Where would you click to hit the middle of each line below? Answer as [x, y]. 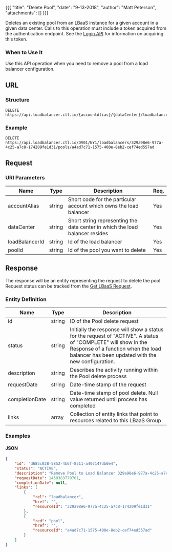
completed [83, 406]
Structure [17, 99]
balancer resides [88, 233]
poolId [15, 250]
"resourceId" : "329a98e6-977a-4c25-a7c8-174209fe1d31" [92, 506]
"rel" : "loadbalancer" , [58, 497]
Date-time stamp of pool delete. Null [114, 393]
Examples [18, 436]
